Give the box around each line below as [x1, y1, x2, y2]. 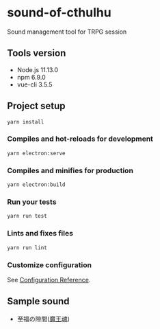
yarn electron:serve [7, 150, 66, 157]
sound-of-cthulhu [7, 5, 111, 21]
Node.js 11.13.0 [16, 65, 58, 73]
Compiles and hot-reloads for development [7, 134, 154, 144]
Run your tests [7, 197, 57, 207]
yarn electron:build [7, 181, 66, 188]
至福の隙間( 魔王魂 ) [16, 315, 70, 323]
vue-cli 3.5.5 [16, 80, 53, 89]
